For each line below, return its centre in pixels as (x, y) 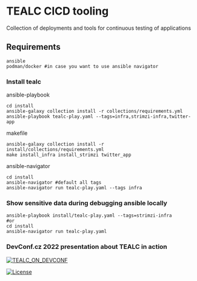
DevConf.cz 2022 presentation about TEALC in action (87, 247)
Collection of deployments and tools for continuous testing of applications (99, 28)
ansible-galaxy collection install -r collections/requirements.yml (95, 111)
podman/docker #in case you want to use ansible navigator (82, 66)
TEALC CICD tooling (58, 11)
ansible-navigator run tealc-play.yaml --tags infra (74, 188)
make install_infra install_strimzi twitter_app (69, 155)
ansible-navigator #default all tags (54, 183)
